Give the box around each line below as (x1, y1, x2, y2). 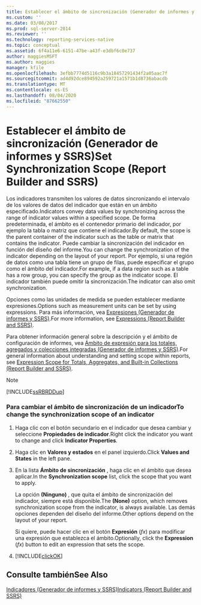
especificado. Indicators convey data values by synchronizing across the (6, 208, 185, 215)
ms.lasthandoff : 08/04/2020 (6, 92, 77, 98)
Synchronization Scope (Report (6, 162, 167, 176)
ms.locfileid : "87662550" (6, 98, 71, 104)
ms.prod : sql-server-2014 (6, 25, 71, 32)
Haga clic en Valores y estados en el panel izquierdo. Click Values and (14, 448, 190, 456)
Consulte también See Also (6, 570, 108, 580)
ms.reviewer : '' (6, 31, 47, 37)
